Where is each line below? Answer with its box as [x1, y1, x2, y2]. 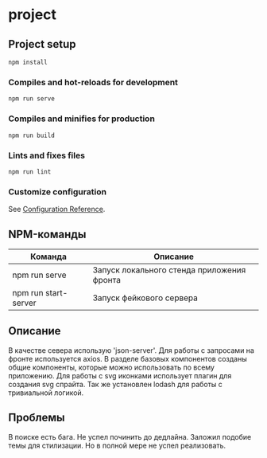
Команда [30, 251, 68, 262]
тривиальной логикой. [8, 388, 84, 397]
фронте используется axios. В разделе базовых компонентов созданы [8, 354, 248, 363]
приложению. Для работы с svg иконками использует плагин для [8, 370, 232, 380]
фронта [92, 275, 122, 285]
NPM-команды [8, 227, 87, 241]
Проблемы [8, 411, 65, 425]
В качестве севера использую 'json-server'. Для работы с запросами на [8, 345, 254, 355]
